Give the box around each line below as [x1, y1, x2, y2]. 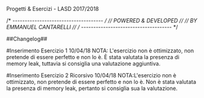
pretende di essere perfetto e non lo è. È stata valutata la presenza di [6, 54, 180, 60]
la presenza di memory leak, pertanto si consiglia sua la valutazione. [6, 85, 178, 92]
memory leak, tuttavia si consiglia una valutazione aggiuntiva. [6, 60, 161, 67]
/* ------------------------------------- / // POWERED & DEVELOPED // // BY [6, 17, 198, 24]
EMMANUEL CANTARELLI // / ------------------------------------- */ [6, 24, 178, 30]
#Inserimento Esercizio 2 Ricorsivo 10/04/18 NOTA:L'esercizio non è [6, 72, 177, 79]
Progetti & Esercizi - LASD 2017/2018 [6, 5, 99, 12]
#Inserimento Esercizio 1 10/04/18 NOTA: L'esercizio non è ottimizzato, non [6, 47, 194, 54]
